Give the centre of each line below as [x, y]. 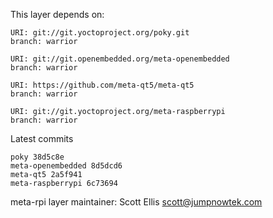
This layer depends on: [57, 14]
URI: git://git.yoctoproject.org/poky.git [100, 33]
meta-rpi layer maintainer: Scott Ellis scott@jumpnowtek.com [136, 202]
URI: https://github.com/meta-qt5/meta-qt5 [102, 85]
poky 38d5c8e [37, 157]
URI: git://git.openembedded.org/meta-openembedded [120, 59]
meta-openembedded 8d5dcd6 [66, 166]
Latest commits [42, 138]
